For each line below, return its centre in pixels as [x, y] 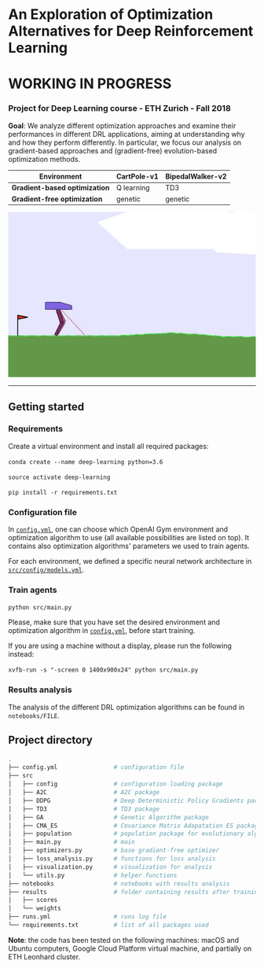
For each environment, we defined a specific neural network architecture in [130, 561]
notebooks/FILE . [34, 715]
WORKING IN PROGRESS [90, 84]
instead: [21, 654]
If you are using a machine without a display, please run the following [120, 646]
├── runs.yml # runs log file [88, 917]
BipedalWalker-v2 [196, 177]
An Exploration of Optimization [111, 15]
